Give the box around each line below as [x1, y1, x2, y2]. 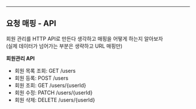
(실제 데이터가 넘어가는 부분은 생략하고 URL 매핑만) [6, 42, 123, 50]
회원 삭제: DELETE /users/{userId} [14, 96, 95, 103]
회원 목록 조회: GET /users [14, 67, 76, 74]
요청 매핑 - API [6, 19, 57, 29]
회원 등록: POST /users [14, 74, 69, 82]
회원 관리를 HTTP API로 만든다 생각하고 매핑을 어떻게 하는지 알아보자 [6, 35, 163, 42]
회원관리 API [6, 55, 35, 62]
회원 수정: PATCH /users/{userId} [14, 89, 93, 96]
